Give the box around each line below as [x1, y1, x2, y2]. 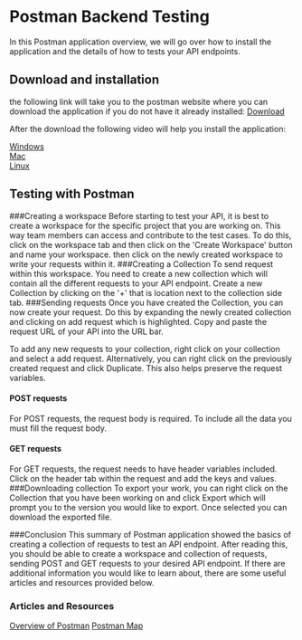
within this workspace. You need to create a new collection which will [9, 268, 269, 279]
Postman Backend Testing [9, 6, 210, 27]
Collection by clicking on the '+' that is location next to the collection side [9, 287, 283, 298]
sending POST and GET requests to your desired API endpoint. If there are [9, 558, 287, 568]
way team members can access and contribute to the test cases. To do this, [9, 229, 292, 241]
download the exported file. [9, 511, 112, 522]
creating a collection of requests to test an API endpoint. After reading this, [9, 539, 288, 549]
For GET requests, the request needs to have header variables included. [9, 463, 278, 474]
